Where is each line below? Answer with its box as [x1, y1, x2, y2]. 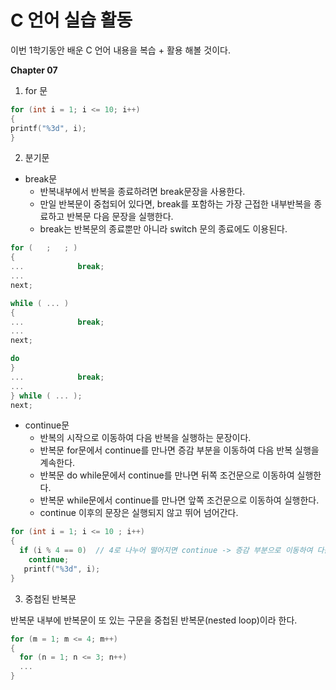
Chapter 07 [10, 64, 58, 76]
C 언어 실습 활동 [10, 9, 133, 32]
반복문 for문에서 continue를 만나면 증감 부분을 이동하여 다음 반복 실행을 [39, 444, 320, 456]
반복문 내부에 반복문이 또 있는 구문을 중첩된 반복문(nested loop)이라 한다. [10, 614, 298, 626]
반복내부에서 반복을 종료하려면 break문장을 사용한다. [39, 186, 246, 198]
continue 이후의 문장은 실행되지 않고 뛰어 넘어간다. [39, 507, 239, 519]
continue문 [24, 419, 70, 431]
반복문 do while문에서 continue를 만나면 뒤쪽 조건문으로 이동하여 [39, 469, 295, 481]
